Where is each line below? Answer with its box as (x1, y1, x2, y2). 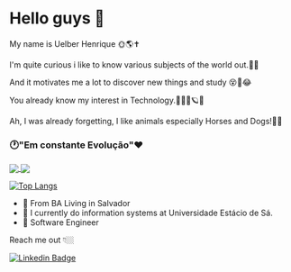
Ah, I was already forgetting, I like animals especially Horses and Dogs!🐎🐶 (9, 115, 283, 126)
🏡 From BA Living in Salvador (22, 198, 131, 209)
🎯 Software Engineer (22, 217, 99, 228)
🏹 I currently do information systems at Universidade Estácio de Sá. (22, 207, 273, 219)
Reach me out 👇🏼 (9, 234, 75, 246)
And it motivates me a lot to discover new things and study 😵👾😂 (9, 77, 252, 87)
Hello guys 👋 (9, 8, 105, 29)
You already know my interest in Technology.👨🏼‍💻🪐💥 (9, 95, 205, 105)
